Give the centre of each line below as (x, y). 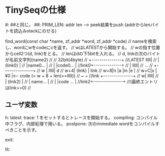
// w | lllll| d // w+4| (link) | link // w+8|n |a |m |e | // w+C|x (96, 70)
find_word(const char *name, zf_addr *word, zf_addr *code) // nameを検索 (81, 41)
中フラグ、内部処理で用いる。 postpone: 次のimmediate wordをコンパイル (80, 124)
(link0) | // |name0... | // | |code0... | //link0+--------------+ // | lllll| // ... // (79, 65)
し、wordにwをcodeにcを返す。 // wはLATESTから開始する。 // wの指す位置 (83, 47)
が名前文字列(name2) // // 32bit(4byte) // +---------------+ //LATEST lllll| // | (82, 60)
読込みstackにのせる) (35, 31)
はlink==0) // (18, 88)
